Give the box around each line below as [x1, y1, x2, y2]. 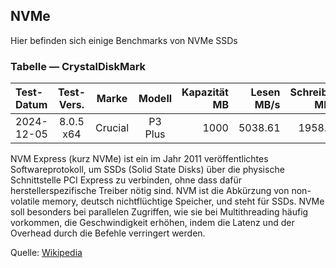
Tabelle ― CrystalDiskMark [10, 59, 147, 73]
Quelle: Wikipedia [10, 247, 83, 259]
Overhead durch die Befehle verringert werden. [10, 227, 206, 239]
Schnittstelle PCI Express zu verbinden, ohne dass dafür [10, 174, 242, 186]
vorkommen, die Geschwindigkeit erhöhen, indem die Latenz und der [10, 217, 295, 229]
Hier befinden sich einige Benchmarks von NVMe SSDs [10, 34, 238, 46]
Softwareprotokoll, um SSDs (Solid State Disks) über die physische [10, 164, 285, 176]
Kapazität [181, 85, 229, 99]
